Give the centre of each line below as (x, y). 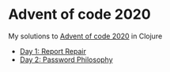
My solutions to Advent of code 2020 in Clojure (85, 36)
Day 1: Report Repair (53, 51)
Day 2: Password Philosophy (66, 59)
